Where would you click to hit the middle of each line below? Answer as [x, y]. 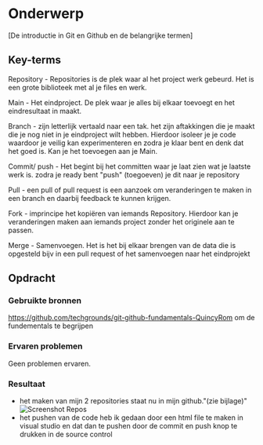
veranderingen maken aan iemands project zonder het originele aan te [121, 221]
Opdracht [32, 278]
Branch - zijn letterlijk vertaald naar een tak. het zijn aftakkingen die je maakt [131, 126]
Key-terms [34, 60]
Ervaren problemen [46, 346]
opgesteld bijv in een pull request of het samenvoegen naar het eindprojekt [129, 254]
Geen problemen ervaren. [50, 363]
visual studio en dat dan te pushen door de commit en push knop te [128, 426]
